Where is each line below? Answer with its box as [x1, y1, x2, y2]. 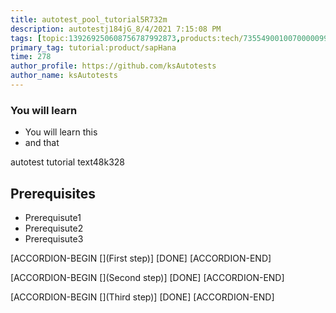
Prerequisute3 [24, 232, 84, 245]
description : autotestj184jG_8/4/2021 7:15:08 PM [10, 24, 222, 34]
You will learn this [24, 126, 98, 138]
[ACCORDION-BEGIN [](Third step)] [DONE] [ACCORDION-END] [10, 291, 275, 303]
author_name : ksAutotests [10, 71, 118, 81]
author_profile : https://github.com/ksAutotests [10, 61, 217, 71]
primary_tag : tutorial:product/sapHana [10, 42, 177, 53]
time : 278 [10, 52, 52, 62]
